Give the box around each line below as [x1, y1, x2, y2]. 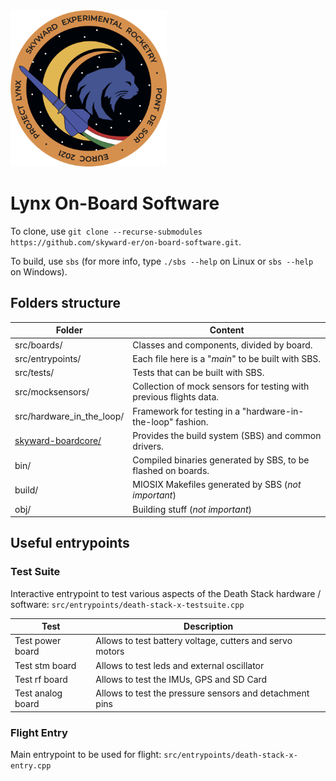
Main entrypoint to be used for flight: [10, 748, 162, 760]
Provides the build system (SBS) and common [132, 429, 322, 441]
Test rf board [14, 673, 68, 685]
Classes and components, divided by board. [132, 339, 313, 351]
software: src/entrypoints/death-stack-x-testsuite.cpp [10, 598, 245, 610]
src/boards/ [14, 339, 63, 351]
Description [183, 620, 234, 633]
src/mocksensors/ [14, 385, 90, 398]
